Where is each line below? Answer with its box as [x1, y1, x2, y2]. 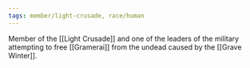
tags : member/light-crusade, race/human [8, 11, 145, 20]
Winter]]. [8, 50, 38, 60]
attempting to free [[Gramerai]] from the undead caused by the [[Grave [8, 42, 242, 52]
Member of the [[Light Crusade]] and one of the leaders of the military [8, 34, 240, 43]
